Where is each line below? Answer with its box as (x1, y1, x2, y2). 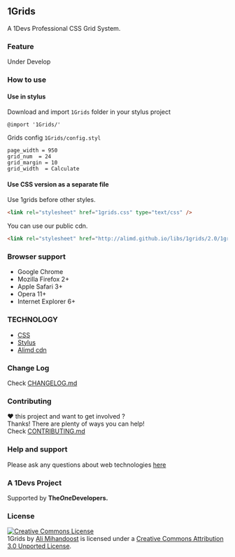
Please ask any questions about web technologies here (7, 461, 166, 469)
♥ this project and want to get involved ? (7, 412, 126, 421)
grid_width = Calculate (7, 166, 80, 173)
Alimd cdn (17, 345, 47, 354)
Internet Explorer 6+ (17, 297, 76, 306)
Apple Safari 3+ (17, 282, 63, 291)
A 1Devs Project (7, 478, 62, 488)
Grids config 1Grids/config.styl (7, 133, 101, 142)
